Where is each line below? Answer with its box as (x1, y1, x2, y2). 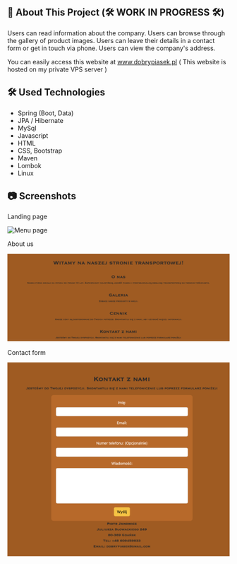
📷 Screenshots (7, 190, 76, 202)
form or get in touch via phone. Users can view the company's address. (7, 44, 216, 52)
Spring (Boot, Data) (17, 109, 74, 117)
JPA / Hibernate (17, 116, 64, 124)
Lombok (17, 161, 42, 170)
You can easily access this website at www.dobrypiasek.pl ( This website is (7, 57, 226, 66)
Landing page (7, 212, 48, 221)
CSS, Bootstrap (17, 146, 63, 155)
